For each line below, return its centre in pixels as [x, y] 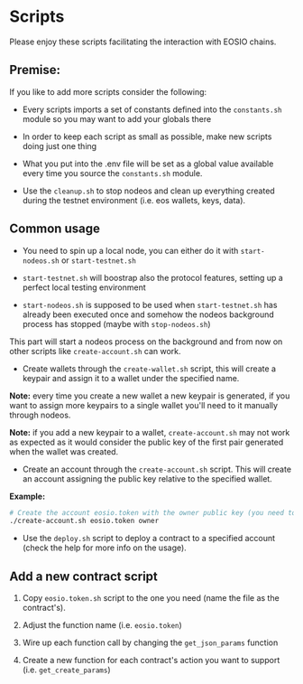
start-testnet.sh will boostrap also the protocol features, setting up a [153, 277]
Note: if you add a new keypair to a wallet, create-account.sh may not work [150, 432]
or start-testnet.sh [99, 260]
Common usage [55, 229]
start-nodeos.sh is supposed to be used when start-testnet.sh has [150, 305]
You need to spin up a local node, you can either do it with [130, 250]
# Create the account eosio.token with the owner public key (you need [147, 512]
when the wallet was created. [64, 451]
